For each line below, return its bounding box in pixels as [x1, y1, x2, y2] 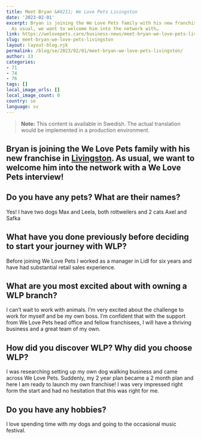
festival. [6, 426, 26, 434]
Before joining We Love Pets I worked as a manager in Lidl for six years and [6, 257, 192, 264]
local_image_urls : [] [6, 87, 60, 93]
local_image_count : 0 [6, 92, 60, 98]
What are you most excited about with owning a [6, 281, 187, 291]
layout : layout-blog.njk [6, 43, 68, 49]
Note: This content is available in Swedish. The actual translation [20, 120, 181, 127]
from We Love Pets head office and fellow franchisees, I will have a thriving [6, 319, 191, 326]
